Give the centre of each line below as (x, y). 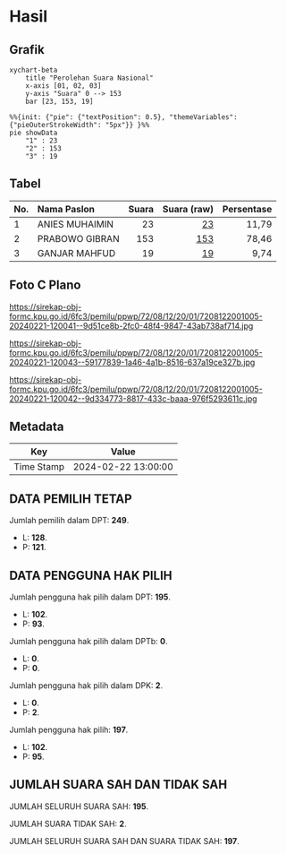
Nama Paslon (66, 209)
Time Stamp (39, 467)
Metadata (37, 427)
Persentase (247, 209)
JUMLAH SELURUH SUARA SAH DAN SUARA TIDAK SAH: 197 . (124, 841)
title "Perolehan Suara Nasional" (89, 78)
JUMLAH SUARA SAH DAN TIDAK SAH (118, 785)
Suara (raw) (188, 209)
